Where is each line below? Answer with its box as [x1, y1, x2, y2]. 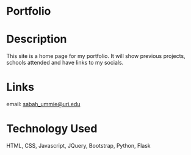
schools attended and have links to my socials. [6, 59, 124, 67]
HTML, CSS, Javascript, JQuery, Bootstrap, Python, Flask [6, 142, 151, 149]
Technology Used [6, 122, 98, 135]
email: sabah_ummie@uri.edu [6, 101, 81, 108]
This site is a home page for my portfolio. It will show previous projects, [6, 52, 186, 60]
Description [6, 32, 67, 46]
